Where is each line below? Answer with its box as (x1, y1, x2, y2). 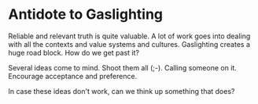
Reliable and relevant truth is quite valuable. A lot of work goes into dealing (8, 31, 251, 41)
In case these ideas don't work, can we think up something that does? (8, 86, 235, 95)
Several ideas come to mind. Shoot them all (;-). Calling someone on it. (8, 63, 238, 72)
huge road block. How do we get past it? (8, 48, 140, 57)
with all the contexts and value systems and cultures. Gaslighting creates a (8, 39, 250, 48)
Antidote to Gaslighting (8, 5, 164, 23)
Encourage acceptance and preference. (8, 71, 138, 81)
